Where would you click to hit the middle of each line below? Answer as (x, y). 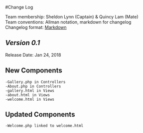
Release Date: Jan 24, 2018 (33, 55)
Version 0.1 (23, 43)
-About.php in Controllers (33, 86)
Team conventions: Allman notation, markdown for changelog (68, 22)
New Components (34, 71)
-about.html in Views (28, 95)
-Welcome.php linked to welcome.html (44, 126)
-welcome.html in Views (30, 99)
